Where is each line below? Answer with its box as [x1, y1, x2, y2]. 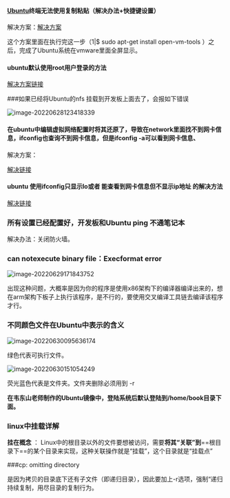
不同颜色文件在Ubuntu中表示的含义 [7, 320, 125, 330]
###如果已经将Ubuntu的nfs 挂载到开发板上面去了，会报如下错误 [7, 95, 189, 103]
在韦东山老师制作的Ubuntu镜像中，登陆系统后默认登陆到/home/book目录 [7, 394, 216, 402]
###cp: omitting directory [7, 461, 80, 469]
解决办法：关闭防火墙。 [7, 235, 74, 243]
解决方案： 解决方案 [7, 23, 62, 31]
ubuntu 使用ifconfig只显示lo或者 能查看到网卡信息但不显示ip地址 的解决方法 [7, 182, 223, 191]
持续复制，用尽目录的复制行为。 [7, 483, 98, 492]
